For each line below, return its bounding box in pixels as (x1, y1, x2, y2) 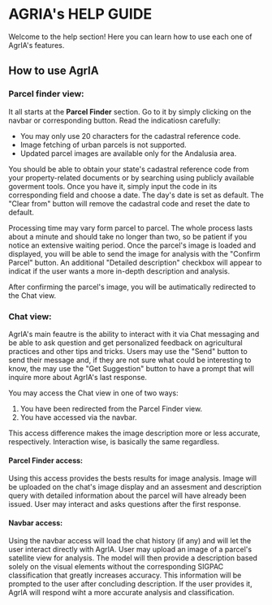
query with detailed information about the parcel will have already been (8, 490, 247, 500)
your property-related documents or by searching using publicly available (8, 172, 254, 183)
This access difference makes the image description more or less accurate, (8, 428, 261, 438)
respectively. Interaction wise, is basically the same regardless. (8, 436, 220, 447)
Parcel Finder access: (8, 456, 84, 465)
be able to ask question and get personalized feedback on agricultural (8, 338, 243, 348)
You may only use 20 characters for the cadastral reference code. (19, 131, 241, 140)
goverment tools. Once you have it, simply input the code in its (8, 181, 218, 191)
